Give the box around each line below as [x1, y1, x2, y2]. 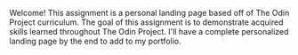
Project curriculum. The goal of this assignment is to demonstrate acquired [9, 17, 284, 27]
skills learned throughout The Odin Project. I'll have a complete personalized [9, 27, 289, 36]
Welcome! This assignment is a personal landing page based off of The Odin [9, 8, 290, 18]
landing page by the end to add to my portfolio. [9, 35, 181, 46]
